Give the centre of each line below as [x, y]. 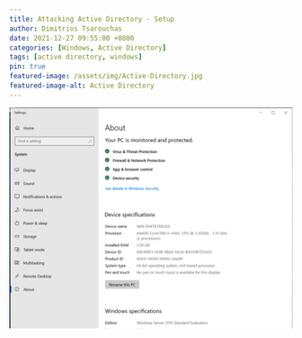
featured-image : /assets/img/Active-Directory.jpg [106, 77]
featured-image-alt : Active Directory [82, 86]
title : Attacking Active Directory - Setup [92, 19]
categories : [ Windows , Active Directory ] [88, 48]
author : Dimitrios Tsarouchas [66, 28]
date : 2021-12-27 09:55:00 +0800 [72, 38]
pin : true [28, 67]
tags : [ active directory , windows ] [76, 57]
